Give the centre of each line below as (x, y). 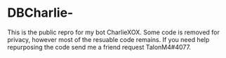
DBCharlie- (40, 13)
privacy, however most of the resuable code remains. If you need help (108, 39)
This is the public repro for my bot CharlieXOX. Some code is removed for (113, 32)
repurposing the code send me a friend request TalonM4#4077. (99, 47)
